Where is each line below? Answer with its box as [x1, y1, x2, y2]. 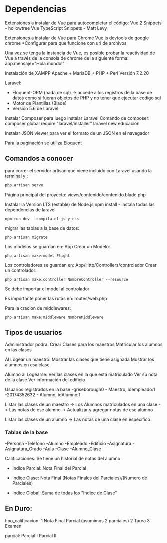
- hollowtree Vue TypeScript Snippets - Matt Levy [5, 25, 107, 31]
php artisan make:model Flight [5, 253, 70, 258]
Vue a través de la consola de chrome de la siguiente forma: [5, 55, 129, 61]
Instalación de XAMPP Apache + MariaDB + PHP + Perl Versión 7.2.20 [5, 70, 149, 76]
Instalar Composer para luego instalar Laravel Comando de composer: [5, 115, 150, 121]
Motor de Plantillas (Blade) [12, 100, 67, 106]
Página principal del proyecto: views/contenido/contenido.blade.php [5, 191, 146, 198]
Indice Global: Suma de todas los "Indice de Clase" [12, 490, 117, 496]
